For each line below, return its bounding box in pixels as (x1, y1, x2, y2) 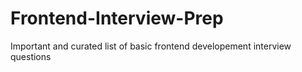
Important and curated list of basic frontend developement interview (10, 40, 292, 52)
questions (10, 50, 52, 62)
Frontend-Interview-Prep (10, 7, 224, 30)
